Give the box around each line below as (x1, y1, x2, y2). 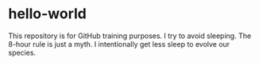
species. (8, 48, 37, 57)
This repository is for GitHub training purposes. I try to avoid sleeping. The (8, 31, 252, 40)
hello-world (8, 5, 87, 23)
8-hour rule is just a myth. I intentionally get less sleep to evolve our (8, 39, 230, 48)
